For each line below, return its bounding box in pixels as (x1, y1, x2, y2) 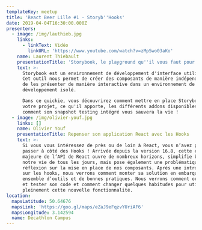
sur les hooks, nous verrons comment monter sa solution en (22, 171, 176, 177)
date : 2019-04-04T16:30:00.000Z (6, 20, 87, 26)
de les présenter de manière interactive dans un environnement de (22, 82, 195, 88)
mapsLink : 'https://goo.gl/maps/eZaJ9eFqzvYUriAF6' (11, 204, 144, 210)
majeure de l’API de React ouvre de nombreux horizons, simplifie (22, 154, 192, 160)
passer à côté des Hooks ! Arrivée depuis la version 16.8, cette (22, 148, 192, 154)
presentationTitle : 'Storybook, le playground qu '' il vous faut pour (17, 59, 195, 65)
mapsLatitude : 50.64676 (11, 198, 71, 204)
